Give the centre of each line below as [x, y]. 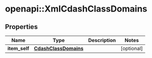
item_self [18, 48]
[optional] [132, 48]
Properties [21, 27]
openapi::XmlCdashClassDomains [76, 9]
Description [102, 40]
